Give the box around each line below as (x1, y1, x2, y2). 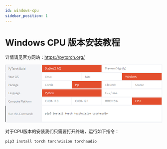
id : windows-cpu (5, 8, 39, 13)
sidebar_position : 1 (5, 13, 48, 18)
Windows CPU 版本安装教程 (5, 37, 121, 48)
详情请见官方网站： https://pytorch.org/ (5, 54, 85, 60)
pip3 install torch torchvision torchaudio (5, 139, 97, 144)
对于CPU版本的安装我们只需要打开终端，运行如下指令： (5, 128, 120, 134)
